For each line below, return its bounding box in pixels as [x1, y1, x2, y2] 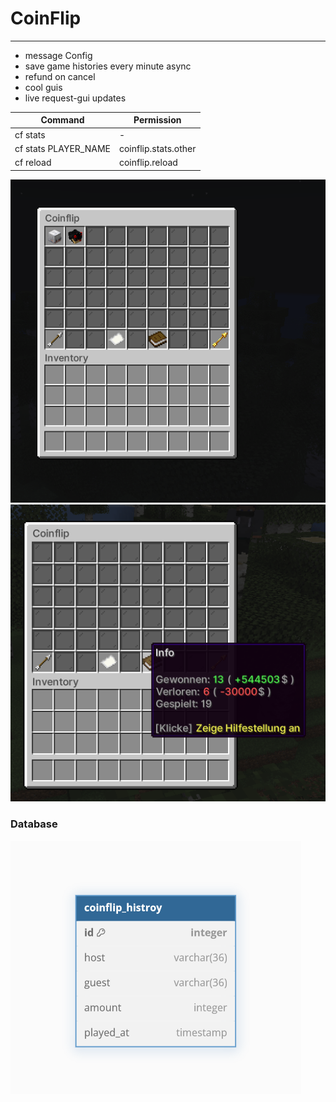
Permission [133, 114, 182, 126]
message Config [24, 49, 93, 61]
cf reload [14, 157, 52, 169]
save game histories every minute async [24, 60, 192, 72]
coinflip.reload [118, 157, 178, 169]
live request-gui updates [24, 92, 127, 104]
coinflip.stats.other [118, 142, 197, 154]
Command [40, 114, 85, 126]
